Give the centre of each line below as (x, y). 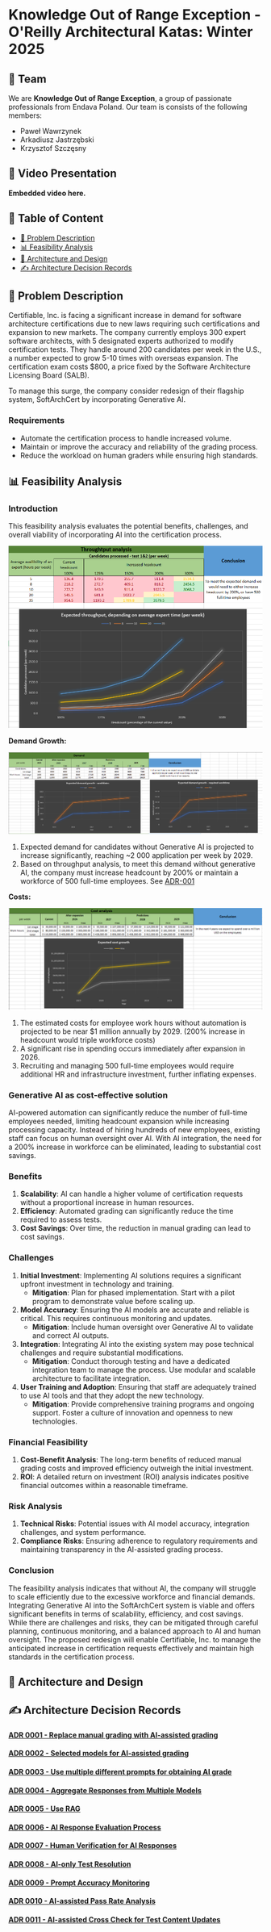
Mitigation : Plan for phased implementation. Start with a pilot (133, 1292)
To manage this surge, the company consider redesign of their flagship (126, 391)
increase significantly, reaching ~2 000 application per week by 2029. (136, 855)
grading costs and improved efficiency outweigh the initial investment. (137, 1468)
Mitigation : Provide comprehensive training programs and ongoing (143, 1404)
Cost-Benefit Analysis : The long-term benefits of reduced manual (131, 1459)
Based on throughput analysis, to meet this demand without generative (138, 864)
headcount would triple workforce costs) (88, 1039)
